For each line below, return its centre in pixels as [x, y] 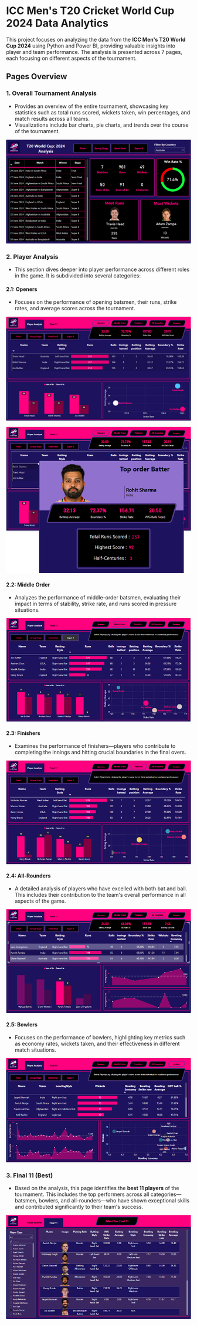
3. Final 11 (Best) [30, 1175]
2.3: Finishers [23, 733]
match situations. [35, 1050]
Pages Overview [37, 77]
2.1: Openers [22, 289]
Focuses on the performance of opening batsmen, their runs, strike [96, 302]
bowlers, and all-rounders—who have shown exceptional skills [114, 1201]
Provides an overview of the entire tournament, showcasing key [91, 106]
